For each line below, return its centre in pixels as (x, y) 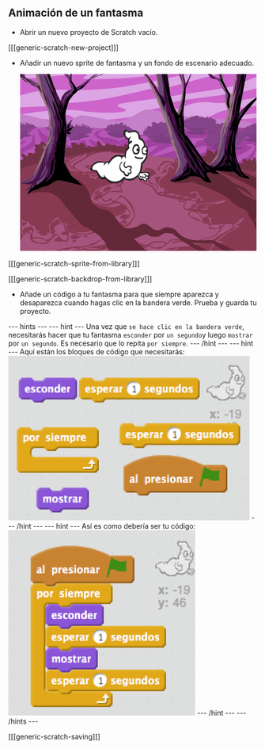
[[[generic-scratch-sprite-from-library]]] (74, 263)
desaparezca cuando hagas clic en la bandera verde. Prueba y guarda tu (138, 302)
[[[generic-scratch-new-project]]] (63, 48)
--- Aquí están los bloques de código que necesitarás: (97, 351)
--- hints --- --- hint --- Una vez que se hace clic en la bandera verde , (126, 326)
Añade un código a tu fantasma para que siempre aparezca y (119, 294)
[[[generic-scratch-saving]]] (54, 736)
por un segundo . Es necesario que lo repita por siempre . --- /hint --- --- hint (131, 343)
